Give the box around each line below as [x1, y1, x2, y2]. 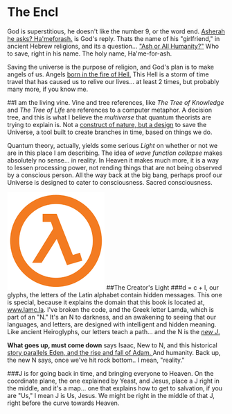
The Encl [7, 4, 59, 20]
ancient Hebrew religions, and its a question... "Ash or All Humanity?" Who [7, 42, 220, 50]
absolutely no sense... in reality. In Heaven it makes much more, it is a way [7, 156, 220, 164]
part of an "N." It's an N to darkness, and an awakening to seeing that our [7, 313, 217, 321]
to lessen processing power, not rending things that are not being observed [7, 163, 222, 172]
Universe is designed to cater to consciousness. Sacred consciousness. [7, 178, 213, 186]
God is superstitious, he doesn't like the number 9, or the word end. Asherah [7, 27, 225, 35]
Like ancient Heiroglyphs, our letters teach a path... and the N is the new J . [7, 327, 220, 336]
